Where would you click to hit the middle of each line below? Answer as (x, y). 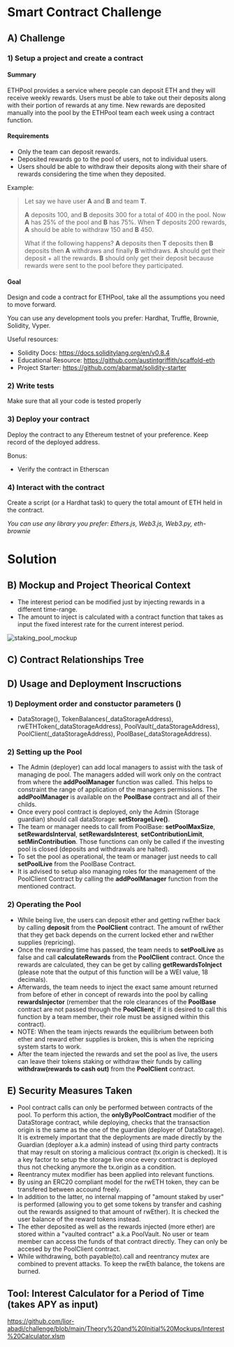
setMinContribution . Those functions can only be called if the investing (121, 842)
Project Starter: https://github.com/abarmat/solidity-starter (102, 368)
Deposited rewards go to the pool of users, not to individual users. (112, 159)
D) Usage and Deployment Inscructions (94, 684)
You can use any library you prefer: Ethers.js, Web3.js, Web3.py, (100, 524)
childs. (27, 805)
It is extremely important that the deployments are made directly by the (119, 1137)
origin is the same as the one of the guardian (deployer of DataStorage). (121, 1130)
